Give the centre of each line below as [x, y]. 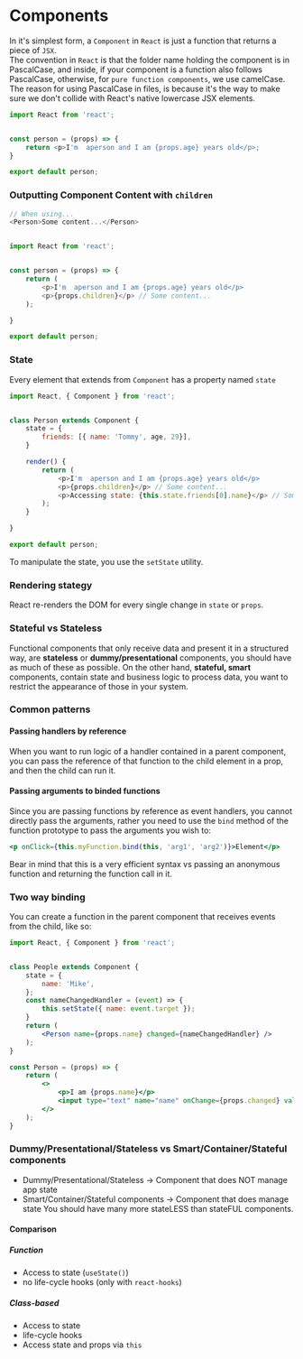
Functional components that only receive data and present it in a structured [149, 648]
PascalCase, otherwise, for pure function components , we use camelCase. [147, 79]
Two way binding [47, 897]
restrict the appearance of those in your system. [99, 686]
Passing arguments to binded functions [85, 791]
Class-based [34, 1303]
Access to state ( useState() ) [75, 1272]
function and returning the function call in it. [91, 874]
